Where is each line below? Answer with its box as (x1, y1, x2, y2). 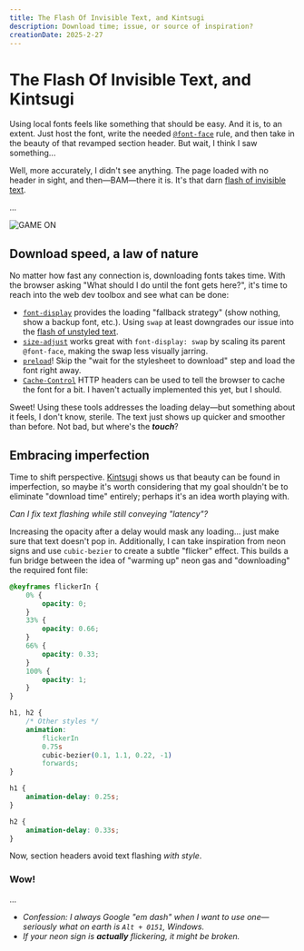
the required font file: (9, 564, 89, 575)
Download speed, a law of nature (9, 246, 200, 262)
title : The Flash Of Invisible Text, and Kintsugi (9, 13, 205, 23)
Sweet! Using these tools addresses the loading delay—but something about (9, 401, 296, 413)
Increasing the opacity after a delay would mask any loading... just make (9, 526, 279, 537)
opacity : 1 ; (42, 675, 88, 684)
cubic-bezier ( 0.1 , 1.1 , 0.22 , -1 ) (42, 750, 172, 759)
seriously (22, 921, 57, 932)
